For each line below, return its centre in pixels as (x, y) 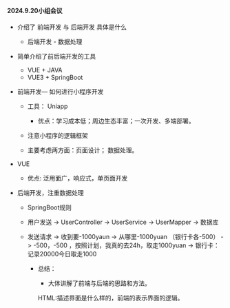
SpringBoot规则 (50, 207)
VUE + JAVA (45, 70)
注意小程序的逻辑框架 (57, 136)
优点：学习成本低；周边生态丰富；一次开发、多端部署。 (116, 121)
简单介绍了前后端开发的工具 (56, 57)
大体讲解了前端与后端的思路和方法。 (100, 283)
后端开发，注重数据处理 (50, 193)
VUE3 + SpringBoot (55, 78)
